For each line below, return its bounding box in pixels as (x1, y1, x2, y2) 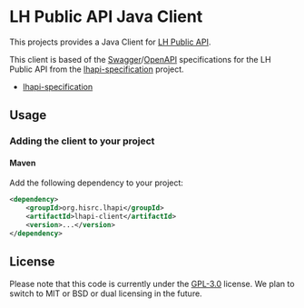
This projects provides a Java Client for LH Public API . (9, 36, 211, 47)
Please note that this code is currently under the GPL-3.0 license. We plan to (9, 278, 295, 289)
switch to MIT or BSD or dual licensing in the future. (9, 288, 202, 299)
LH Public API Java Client (9, 6, 203, 27)
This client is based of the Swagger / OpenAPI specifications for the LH (9, 54, 271, 65)
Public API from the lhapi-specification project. (9, 64, 184, 75)
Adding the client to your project (9, 134, 155, 147)
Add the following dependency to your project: (9, 177, 184, 188)
